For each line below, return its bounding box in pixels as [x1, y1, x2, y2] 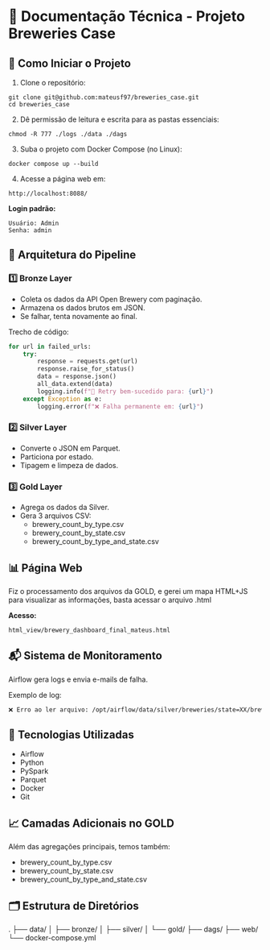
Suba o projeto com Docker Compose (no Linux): [19, 144, 182, 154]
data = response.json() [37, 372, 117, 381]
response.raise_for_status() [37, 365, 135, 373]
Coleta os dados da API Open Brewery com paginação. [19, 294, 202, 304]
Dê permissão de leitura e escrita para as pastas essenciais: [19, 114, 219, 124]
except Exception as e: [22, 395, 103, 403]
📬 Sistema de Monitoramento [8, 649, 162, 663]
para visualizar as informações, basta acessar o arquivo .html [8, 595, 211, 604]
